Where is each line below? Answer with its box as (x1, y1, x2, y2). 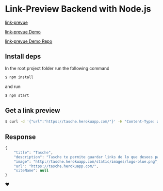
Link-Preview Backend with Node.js (5, 3, 151, 15)
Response (5, 133, 36, 141)
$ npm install (5, 74, 34, 80)
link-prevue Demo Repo (5, 38, 52, 44)
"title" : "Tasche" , (14, 150, 53, 155)
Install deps (5, 52, 41, 61)
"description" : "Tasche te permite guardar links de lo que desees (14, 155, 153, 159)
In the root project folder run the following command (5, 65, 110, 71)
